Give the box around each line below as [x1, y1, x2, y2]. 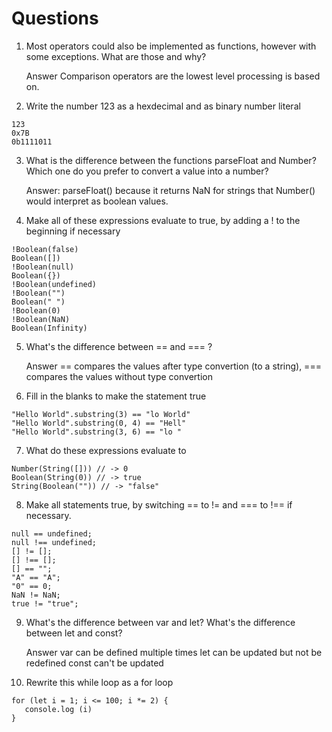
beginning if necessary [25, 225, 121, 237]
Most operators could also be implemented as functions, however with [25, 40, 317, 52]
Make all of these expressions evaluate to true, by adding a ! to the [25, 214, 301, 226]
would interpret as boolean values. [25, 195, 169, 207]
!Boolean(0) [11, 305, 61, 316]
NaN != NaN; [11, 590, 61, 600]
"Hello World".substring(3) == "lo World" [11, 409, 191, 419]
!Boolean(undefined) [11, 279, 98, 289]
